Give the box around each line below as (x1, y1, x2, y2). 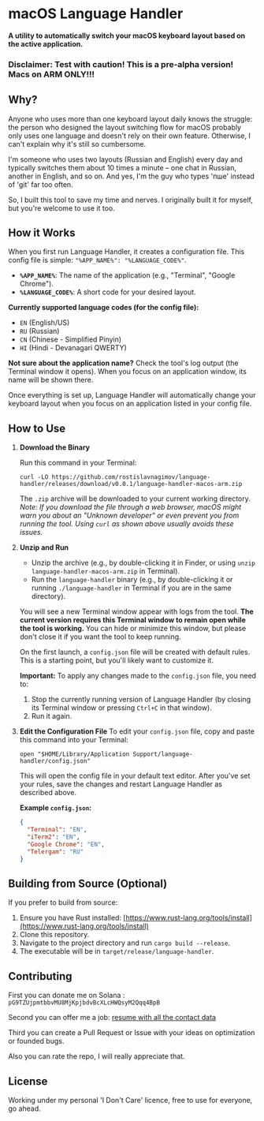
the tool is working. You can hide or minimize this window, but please (19, 624, 247, 633)
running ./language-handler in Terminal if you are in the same (31, 583, 232, 592)
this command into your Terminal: (19, 735, 128, 745)
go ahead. (8, 1104, 41, 1113)
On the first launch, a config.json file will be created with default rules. (19, 648, 251, 657)
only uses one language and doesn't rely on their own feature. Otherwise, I (8, 131, 251, 140)
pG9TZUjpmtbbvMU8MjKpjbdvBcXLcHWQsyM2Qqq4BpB (8, 999, 160, 1007)
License (8, 1074, 48, 1088)
